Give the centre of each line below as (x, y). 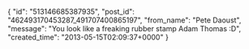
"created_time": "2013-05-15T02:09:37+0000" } (88, 37)
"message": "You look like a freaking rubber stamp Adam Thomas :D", (124, 29)
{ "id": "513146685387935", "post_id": (71, 12)
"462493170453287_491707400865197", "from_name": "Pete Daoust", (124, 20)
